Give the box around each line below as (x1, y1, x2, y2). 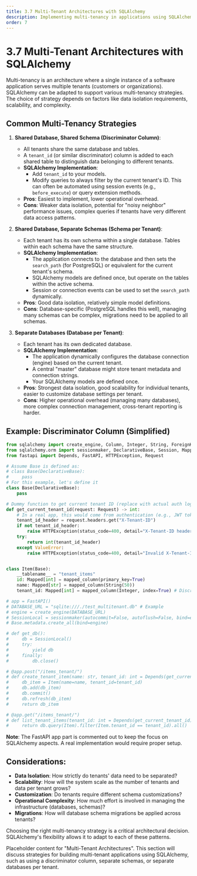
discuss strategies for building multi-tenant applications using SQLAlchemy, (6, 851, 189, 858)
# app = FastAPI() (6, 598, 51, 604)
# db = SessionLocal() (6, 636, 72, 642)
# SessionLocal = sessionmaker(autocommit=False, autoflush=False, (6, 614, 175, 621)
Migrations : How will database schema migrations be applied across (14, 810, 181, 817)
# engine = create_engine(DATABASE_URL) (6, 609, 107, 615)
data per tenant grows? (14, 784, 71, 792)
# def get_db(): (6, 631, 46, 637)
